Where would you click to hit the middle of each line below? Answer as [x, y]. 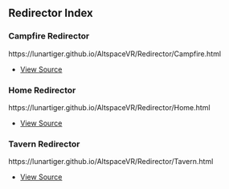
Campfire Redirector [49, 36]
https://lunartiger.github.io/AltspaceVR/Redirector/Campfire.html [115, 53]
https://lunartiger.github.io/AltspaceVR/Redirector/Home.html [109, 107]
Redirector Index [51, 13]
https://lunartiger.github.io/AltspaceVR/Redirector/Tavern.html [111, 162]
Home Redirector [42, 90]
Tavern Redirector [44, 144]
